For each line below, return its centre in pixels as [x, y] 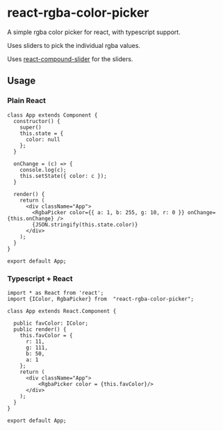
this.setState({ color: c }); [64, 176]
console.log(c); [43, 170]
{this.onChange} [31, 218]
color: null [43, 139]
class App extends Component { [52, 115]
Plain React [27, 101]
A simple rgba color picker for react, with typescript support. [94, 32]
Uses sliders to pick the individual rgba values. [74, 45]
